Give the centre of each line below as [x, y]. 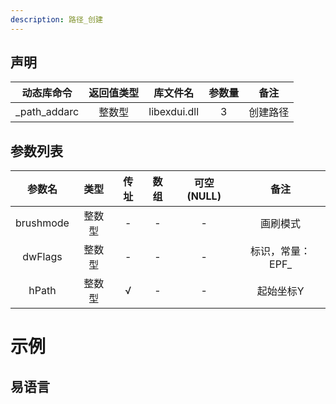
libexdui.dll [174, 112]
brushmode [42, 223]
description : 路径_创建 [56, 19]
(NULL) [204, 196]
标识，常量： [281, 251]
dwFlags [42, 257]
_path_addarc [47, 112]
